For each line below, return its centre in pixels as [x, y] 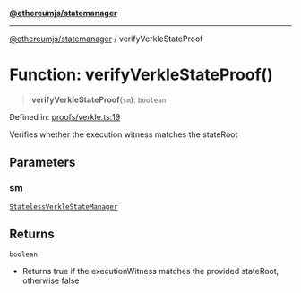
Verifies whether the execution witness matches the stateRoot [124, 134]
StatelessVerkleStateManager [64, 207]
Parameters [43, 163]
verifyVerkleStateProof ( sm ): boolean [99, 99]
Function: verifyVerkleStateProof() [141, 75]
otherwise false [51, 280]
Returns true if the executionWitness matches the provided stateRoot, [150, 271]
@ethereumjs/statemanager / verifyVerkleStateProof [106, 39]
